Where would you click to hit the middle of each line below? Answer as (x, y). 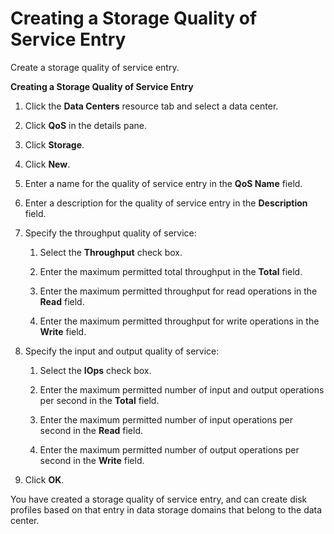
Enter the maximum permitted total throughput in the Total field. (171, 271)
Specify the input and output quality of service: (122, 351)
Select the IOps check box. (95, 370)
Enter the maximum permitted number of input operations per (166, 419)
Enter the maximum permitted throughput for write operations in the (179, 321)
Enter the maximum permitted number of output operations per (169, 449)
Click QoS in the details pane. (85, 125)
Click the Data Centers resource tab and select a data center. (151, 106)
